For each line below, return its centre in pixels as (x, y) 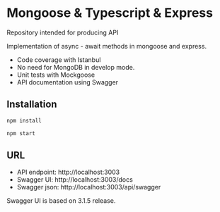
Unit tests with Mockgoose (56, 75)
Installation (32, 105)
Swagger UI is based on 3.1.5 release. (61, 201)
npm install (24, 120)
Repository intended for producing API (63, 32)
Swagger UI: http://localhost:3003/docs (75, 180)
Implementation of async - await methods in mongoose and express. (106, 46)
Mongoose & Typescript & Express (110, 13)
